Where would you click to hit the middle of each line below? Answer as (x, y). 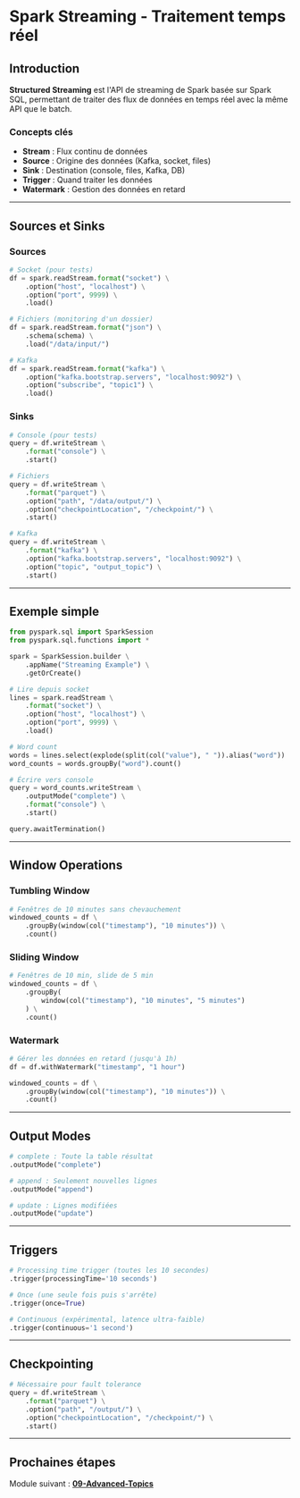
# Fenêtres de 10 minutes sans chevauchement (95, 909)
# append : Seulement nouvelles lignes (83, 1181)
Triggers (33, 1250)
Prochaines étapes (62, 1462)
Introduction (45, 68)
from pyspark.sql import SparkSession (81, 632)
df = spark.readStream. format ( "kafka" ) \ (87, 368)
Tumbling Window (50, 891)
